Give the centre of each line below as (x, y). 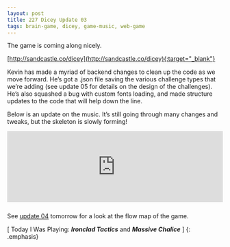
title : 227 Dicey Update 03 (47, 20)
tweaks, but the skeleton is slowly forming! (67, 122)
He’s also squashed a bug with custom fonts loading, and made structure (110, 94)
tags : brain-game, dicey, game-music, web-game (76, 26)
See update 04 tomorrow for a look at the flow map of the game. (98, 216)
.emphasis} (23, 237)
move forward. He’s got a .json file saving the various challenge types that (112, 79)
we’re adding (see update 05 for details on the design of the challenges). (110, 87)
